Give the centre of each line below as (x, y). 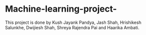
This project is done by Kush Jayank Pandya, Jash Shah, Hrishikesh (73, 22)
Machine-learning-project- (61, 9)
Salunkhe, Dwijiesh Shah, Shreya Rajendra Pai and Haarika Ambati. (72, 27)
